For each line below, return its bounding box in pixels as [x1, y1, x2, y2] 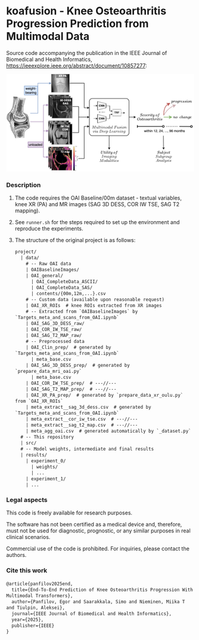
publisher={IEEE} [11, 623, 55, 629]
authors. [6, 552, 27, 559]
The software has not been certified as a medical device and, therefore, [6, 521, 182, 528]
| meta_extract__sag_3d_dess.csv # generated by [26, 404, 151, 410]
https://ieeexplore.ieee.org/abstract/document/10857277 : [6, 62, 147, 69]
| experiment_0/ [26, 458, 66, 464]
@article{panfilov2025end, [6, 581, 73, 587]
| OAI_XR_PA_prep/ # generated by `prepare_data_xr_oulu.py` [26, 392, 184, 398]
